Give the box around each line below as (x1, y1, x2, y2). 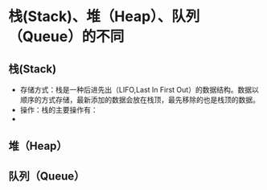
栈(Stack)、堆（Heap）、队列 (8, 7, 200, 26)
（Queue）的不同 (8, 27, 125, 46)
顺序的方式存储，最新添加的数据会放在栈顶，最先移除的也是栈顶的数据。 (19, 95, 260, 105)
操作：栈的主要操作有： (19, 105, 98, 114)
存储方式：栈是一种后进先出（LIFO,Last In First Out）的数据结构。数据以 (19, 85, 259, 94)
